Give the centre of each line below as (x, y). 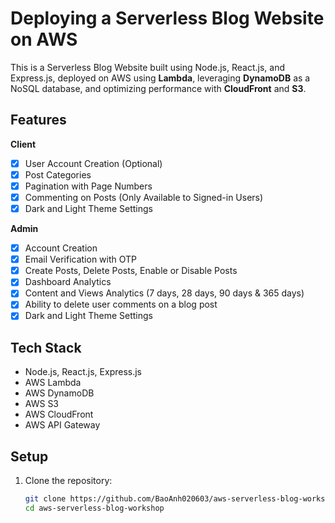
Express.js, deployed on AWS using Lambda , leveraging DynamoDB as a (160, 78)
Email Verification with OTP (81, 259)
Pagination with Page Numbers (88, 186)
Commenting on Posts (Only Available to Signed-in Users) (144, 197)
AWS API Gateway (62, 425)
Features (38, 120)
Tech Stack (46, 347)
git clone (45, 499)
